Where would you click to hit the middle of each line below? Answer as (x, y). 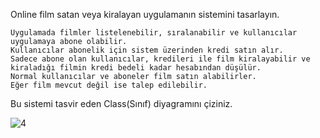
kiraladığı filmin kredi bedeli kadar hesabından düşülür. (136, 68)
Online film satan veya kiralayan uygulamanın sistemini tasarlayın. (145, 14)
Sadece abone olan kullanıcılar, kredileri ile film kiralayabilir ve (160, 59)
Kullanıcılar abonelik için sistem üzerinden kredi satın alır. (147, 50)
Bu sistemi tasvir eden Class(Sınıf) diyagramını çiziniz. (121, 103)
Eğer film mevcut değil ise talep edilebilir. (109, 85)
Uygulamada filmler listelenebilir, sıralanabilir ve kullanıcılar (154, 33)
